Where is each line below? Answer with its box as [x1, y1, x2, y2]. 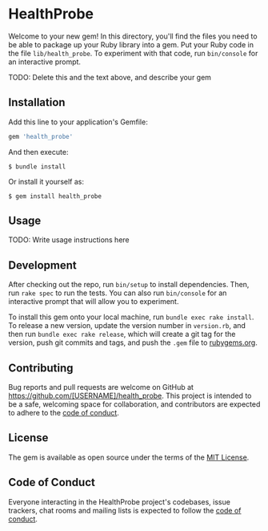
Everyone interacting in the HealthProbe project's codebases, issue [8, 497, 230, 506]
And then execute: [8, 147, 69, 156]
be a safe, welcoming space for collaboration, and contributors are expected [8, 399, 261, 409]
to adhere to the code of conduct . [8, 408, 120, 418]
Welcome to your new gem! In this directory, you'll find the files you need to [8, 31, 258, 41]
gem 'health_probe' [8, 132, 74, 140]
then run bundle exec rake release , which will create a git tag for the [8, 330, 236, 339]
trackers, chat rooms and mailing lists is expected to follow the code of [8, 505, 242, 515]
